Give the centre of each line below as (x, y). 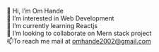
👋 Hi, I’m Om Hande (35, 11)
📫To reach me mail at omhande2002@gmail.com (79, 41)
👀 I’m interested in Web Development (60, 18)
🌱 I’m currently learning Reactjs (52, 26)
